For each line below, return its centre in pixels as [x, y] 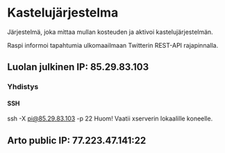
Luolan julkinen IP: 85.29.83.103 [78, 67]
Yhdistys [23, 87]
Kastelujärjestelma [63, 13]
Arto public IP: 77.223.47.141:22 [77, 140]
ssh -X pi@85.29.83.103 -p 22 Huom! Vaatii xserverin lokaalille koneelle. [110, 118]
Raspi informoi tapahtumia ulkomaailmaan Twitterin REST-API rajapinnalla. [113, 45]
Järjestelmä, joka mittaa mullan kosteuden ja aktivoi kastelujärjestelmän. [110, 32]
